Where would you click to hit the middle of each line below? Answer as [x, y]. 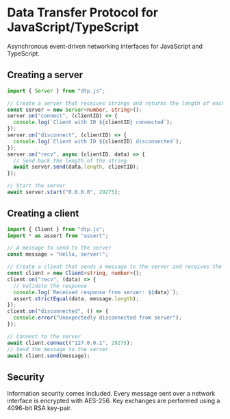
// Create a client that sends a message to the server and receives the [115, 267]
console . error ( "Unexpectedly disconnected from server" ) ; [98, 318]
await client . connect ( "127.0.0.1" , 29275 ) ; [70, 343]
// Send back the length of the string [70, 160]
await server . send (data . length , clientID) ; [76, 167]
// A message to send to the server [59, 248]
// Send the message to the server [58, 349]
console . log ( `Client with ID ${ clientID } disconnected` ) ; [98, 141]
